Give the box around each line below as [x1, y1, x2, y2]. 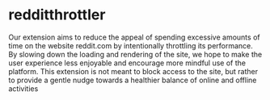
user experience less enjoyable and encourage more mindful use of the [8, 58, 247, 68]
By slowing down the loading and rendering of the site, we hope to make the [8, 49, 263, 59]
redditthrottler [8, 6, 106, 24]
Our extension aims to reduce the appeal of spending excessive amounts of [8, 32, 260, 42]
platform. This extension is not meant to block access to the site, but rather [8, 66, 259, 76]
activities [8, 83, 39, 94]
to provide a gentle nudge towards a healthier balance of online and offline [8, 75, 257, 85]
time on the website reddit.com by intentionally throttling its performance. [8, 40, 253, 50]
